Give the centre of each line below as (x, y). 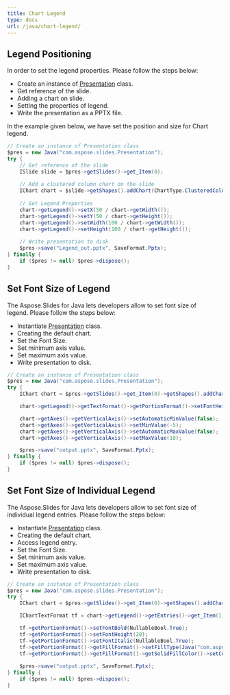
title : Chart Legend (37, 13)
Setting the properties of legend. (63, 106)
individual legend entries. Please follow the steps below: (86, 515)
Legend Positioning (49, 54)
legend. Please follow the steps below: (62, 312)
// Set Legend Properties (56, 204)
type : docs (23, 20)
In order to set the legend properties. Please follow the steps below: (103, 71)
